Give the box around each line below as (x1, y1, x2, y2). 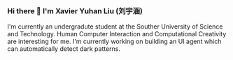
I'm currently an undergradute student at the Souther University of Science (7, 22, 223, 31)
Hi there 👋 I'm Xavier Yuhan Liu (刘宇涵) (7, 6, 143, 15)
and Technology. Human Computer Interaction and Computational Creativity (7, 30, 227, 38)
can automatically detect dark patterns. (7, 45, 121, 53)
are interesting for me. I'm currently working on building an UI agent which (7, 37, 222, 46)
